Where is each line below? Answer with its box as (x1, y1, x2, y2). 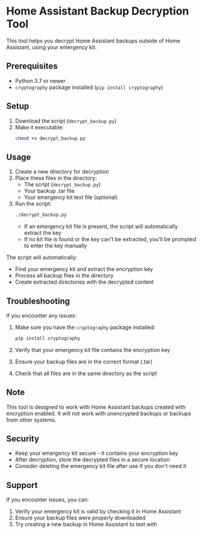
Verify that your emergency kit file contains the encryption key (14, 346, 171, 353)
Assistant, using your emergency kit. (6, 44, 97, 51)
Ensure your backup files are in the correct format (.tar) (14, 358, 153, 365)
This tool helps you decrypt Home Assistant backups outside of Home (6, 37, 181, 44)
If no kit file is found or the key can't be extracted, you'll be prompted (24, 236, 197, 243)
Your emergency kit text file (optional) (24, 194, 118, 201)
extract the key (24, 229, 62, 236)
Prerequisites (6, 61, 58, 71)
